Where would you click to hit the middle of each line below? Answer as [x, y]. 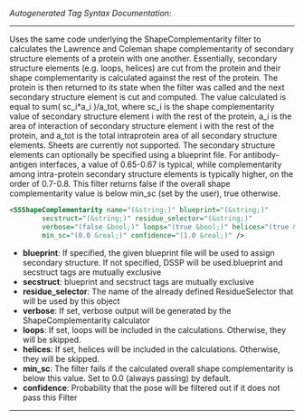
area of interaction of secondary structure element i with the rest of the [142, 126]
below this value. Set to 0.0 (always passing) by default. [127, 378]
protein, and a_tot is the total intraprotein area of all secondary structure [143, 136]
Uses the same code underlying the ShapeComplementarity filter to [135, 39]
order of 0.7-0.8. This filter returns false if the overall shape [120, 184]
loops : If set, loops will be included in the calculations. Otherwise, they [154, 329]
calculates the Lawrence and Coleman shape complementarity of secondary [152, 49]
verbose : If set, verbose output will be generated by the [127, 310]
